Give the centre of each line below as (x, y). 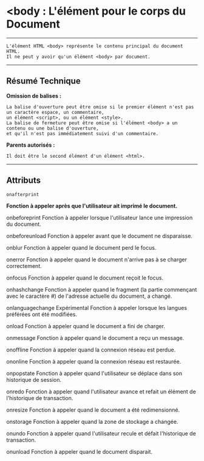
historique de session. (34, 379)
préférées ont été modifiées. (42, 314)
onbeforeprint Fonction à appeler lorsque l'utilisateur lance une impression (100, 217)
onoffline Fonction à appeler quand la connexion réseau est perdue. (91, 350)
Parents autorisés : (31, 145)
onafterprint (23, 194)
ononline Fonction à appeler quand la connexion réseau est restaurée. (94, 361)
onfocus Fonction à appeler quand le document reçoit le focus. (85, 278)
